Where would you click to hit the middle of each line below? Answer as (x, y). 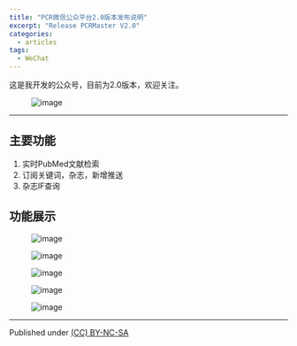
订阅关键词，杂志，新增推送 (72, 174)
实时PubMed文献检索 (61, 164)
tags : (19, 50)
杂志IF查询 (41, 186)
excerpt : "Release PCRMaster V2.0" (75, 26)
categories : (31, 34)
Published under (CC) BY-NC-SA (69, 332)
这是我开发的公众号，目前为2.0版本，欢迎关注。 (96, 85)
